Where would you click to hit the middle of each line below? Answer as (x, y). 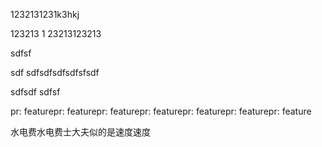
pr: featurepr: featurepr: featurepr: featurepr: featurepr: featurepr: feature (161, 111)
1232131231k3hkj (45, 14)
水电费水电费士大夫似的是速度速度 (80, 132)
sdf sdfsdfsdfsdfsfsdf (55, 72)
